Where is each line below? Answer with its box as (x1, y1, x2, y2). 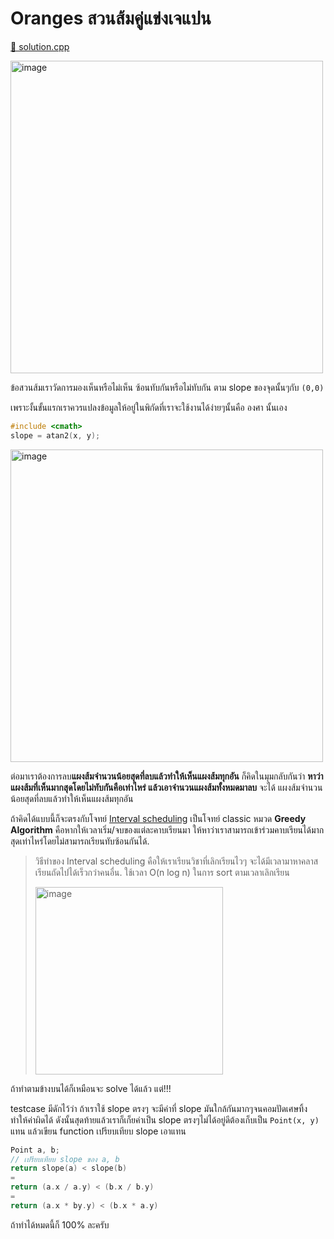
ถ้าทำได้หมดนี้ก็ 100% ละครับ (10, 1218, 110, 1231)
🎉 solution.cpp (10, 40, 70, 52)
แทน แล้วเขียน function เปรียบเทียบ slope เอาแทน (10, 1125, 187, 1137)
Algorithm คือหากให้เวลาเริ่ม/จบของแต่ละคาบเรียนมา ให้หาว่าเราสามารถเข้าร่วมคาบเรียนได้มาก (10, 823, 325, 836)
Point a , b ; (10, 1145, 60, 1155)
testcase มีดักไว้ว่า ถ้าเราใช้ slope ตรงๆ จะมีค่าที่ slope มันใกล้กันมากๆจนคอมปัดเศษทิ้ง (10, 1102, 308, 1114)
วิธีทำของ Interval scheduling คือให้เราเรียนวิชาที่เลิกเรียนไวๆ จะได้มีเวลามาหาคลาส (34, 855, 319, 867)
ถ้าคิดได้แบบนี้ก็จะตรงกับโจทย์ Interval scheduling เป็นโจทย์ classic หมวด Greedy (10, 812, 307, 824)
